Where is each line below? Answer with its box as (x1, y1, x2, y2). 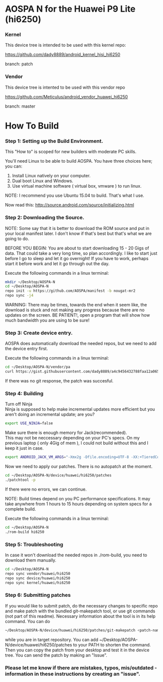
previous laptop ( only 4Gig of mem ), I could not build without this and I (5, 440, 148, 446)
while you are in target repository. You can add (5, 637, 98, 643)
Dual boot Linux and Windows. (12, 178, 74, 184)
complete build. (5, 506, 36, 512)
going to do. (5, 235, 29, 242)
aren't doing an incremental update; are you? (5, 412, 95, 417)
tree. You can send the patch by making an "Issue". (5, 652, 108, 658)
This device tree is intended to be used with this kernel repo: (5, 42, 126, 48)
